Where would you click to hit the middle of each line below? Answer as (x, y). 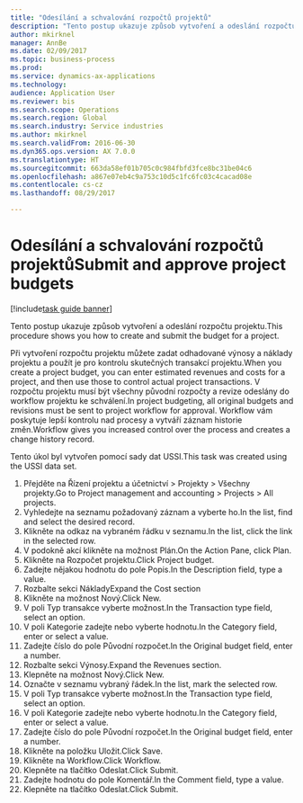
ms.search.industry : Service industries (87, 127)
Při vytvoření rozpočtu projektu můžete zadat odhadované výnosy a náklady (151, 352)
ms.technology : (39, 85)
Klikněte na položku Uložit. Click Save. (93, 751)
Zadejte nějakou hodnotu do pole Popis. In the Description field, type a (152, 569)
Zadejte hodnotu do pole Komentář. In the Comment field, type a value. (153, 780)
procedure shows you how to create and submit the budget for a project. (145, 335)
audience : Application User (63, 93)
